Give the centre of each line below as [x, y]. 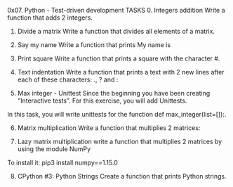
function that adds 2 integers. [50, 18]
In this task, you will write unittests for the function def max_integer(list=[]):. [117, 114]
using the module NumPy [54, 149]
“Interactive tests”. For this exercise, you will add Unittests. [102, 101]
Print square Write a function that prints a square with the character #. [119, 58]
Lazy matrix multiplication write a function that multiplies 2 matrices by [120, 141]
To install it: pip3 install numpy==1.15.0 [62, 162]
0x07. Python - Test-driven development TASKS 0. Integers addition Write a [116, 10]
